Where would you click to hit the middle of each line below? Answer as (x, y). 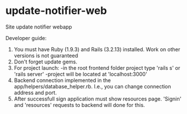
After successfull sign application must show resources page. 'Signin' (98, 99)
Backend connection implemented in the (62, 80)
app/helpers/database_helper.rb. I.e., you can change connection (92, 86)
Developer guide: (26, 38)
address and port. (35, 92)
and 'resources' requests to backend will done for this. (79, 105)
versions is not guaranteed (46, 55)
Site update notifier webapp (39, 27)
